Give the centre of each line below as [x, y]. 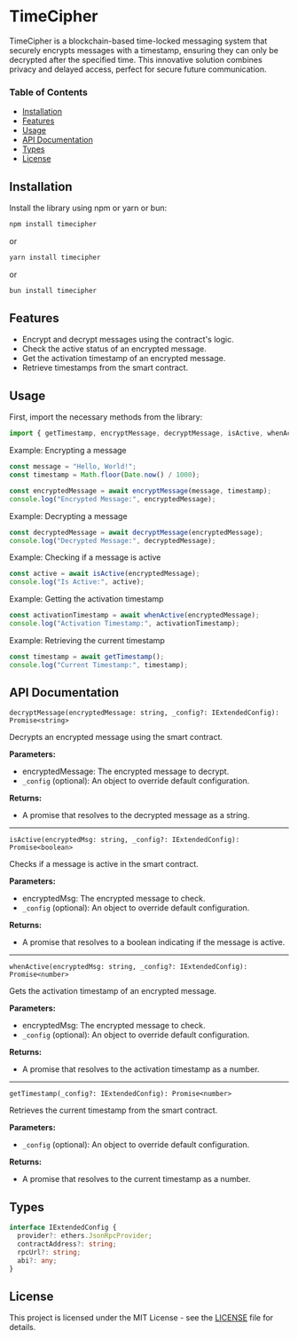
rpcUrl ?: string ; [49, 1252]
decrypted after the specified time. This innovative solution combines [136, 59]
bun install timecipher [53, 290]
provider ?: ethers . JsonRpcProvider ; [85, 1236]
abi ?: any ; [37, 1260]
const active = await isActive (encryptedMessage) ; [105, 574]
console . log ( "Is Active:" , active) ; [77, 582]
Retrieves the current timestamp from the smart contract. [114, 1110]
